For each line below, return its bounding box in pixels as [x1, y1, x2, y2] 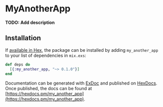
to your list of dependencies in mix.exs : [5, 52, 86, 58]
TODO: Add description [5, 19, 55, 25]
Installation [5, 34, 41, 42]
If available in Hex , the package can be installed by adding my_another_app [5, 47, 158, 53]
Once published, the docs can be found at [5, 86, 92, 92]
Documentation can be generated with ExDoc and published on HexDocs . [5, 80, 157, 86]
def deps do [5, 62, 30, 67]
